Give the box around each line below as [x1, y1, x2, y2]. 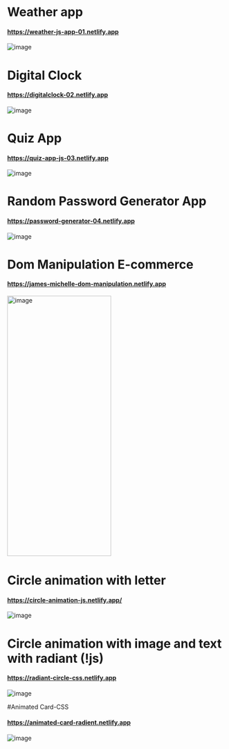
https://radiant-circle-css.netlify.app [7, 674, 117, 682]
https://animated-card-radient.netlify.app [7, 718, 131, 727]
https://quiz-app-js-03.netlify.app [7, 153, 109, 162]
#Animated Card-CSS [7, 702, 69, 711]
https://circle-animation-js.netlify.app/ [7, 596, 122, 604]
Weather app [7, 4, 83, 20]
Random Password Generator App [7, 194, 207, 209]
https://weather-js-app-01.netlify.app [7, 27, 119, 35]
